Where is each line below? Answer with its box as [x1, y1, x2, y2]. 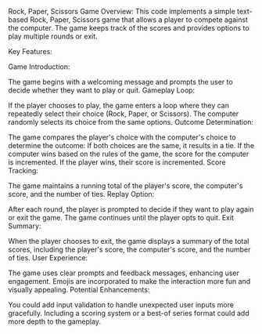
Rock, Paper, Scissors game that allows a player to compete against [30, 15, 249, 24]
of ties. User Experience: [8, 253, 88, 262]
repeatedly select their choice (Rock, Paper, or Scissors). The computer [8, 109, 239, 118]
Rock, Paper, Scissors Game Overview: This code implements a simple [8, 7, 236, 16]
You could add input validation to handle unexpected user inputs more [8, 300, 235, 309]
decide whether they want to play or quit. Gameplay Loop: [8, 85, 196, 95]
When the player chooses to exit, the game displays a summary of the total [8, 237, 249, 245]
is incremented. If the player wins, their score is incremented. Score [8, 158, 226, 167]
